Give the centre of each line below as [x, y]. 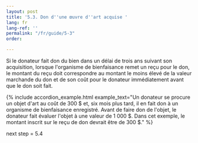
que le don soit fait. [29, 86]
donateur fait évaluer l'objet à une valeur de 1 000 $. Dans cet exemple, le [96, 116]
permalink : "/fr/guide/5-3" [41, 34]
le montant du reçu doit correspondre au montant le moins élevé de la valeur [99, 73]
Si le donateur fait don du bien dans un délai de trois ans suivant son [89, 61]
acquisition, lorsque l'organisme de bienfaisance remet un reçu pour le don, [98, 67]
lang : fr [17, 22]
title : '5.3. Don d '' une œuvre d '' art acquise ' [67, 17]
